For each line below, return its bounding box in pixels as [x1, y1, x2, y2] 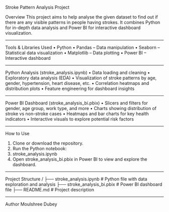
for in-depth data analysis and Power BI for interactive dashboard [5, 25, 141, 31]
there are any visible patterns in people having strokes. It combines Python [5, 20, 160, 25]
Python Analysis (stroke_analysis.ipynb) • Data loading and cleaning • [5, 70, 150, 75]
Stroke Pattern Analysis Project [5, 5, 69, 10]
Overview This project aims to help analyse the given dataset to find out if [5, 14, 158, 20]
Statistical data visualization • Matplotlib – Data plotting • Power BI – [5, 50, 147, 56]
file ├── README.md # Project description [5, 187, 95, 192]
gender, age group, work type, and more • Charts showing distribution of [5, 105, 157, 111]
